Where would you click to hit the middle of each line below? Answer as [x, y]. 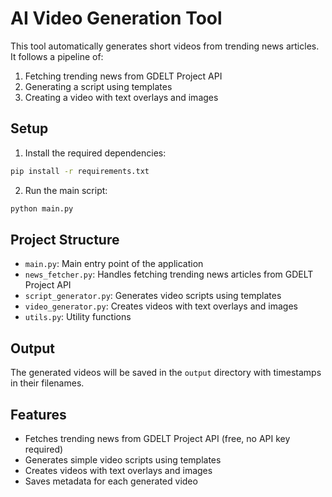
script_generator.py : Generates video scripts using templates [153, 296]
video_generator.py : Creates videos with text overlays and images [161, 306]
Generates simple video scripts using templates [123, 459]
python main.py [42, 208]
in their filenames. [47, 383]
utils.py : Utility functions [78, 317]
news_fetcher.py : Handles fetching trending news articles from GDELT [169, 274]
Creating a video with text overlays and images [121, 97]
